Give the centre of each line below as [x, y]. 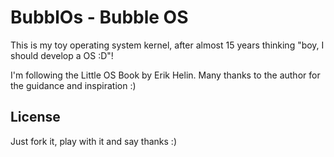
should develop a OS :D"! [62, 55]
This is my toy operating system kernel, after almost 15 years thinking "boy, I [167, 45]
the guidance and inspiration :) [73, 85]
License [35, 117]
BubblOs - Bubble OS [99, 17]
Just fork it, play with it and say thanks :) [94, 141]
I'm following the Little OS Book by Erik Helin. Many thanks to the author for [165, 75]
